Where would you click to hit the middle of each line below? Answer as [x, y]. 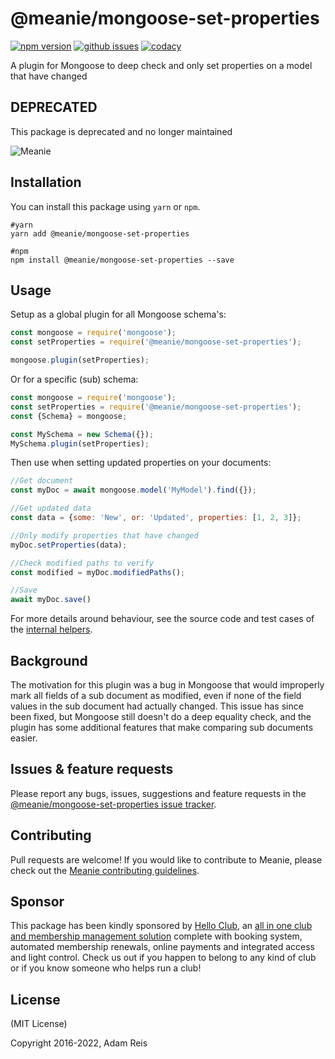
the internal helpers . [51, 629]
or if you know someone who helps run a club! [106, 968]
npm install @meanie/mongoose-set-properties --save [122, 260]
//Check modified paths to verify [82, 563]
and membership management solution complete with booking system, [156, 936]
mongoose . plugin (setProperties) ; [80, 360]
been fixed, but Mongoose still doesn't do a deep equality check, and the [161, 716]
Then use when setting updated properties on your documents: [141, 463]
